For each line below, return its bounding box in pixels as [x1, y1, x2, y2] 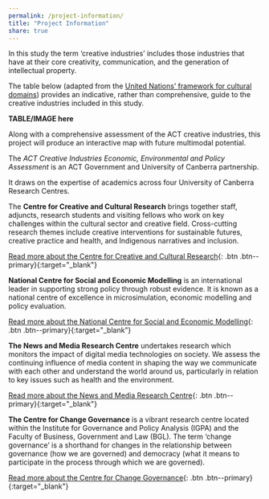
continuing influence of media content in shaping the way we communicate [8, 358, 257, 368]
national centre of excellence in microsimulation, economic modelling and [8, 292, 252, 302]
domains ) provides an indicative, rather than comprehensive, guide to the [8, 90, 251, 100]
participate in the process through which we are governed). [8, 457, 206, 467]
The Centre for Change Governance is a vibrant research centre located [8, 415, 250, 424]
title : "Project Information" [8, 19, 110, 27]
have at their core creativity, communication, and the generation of [8, 57, 230, 67]
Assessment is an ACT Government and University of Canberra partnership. [8, 162, 259, 172]
